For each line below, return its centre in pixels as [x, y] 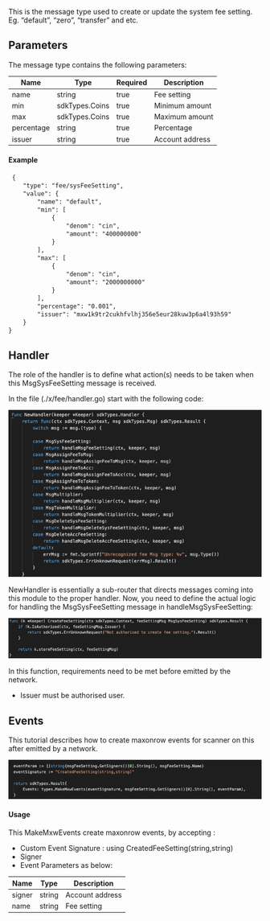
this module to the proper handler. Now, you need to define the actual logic [132, 598]
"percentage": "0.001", [77, 306]
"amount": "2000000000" [106, 282]
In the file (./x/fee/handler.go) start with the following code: [106, 399]
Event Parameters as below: [66, 865]
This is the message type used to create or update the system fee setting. [131, 12]
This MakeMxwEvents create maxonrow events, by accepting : [112, 833]
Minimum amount [183, 105]
